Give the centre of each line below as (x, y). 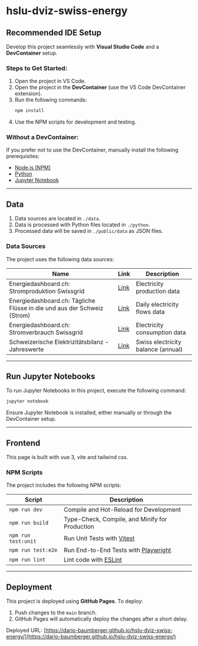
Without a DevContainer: (42, 137)
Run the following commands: (51, 100)
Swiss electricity (159, 342)
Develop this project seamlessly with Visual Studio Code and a (82, 47)
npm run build (29, 523)
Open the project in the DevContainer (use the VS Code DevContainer (100, 87)
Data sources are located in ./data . (57, 219)
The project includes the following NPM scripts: (64, 485)
